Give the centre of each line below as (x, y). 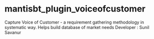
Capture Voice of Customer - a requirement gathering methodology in (74, 22)
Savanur (13, 32)
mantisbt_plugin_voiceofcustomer (75, 9)
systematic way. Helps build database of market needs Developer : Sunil (77, 27)
